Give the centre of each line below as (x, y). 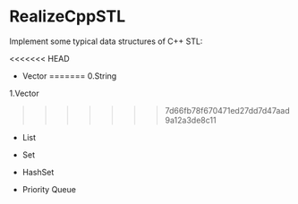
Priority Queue (49, 189)
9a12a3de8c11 (191, 120)
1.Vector (24, 93)
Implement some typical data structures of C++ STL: (106, 41)
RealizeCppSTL (68, 17)
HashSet (38, 172)
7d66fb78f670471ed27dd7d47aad (227, 110)
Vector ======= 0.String (69, 76)
